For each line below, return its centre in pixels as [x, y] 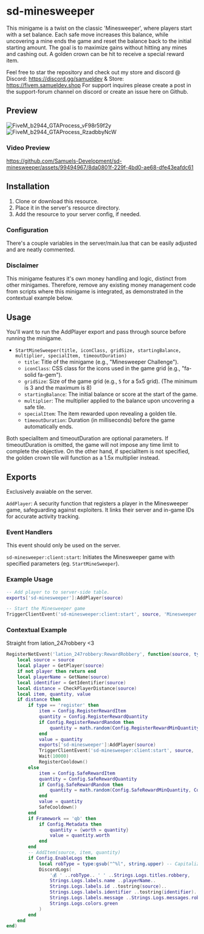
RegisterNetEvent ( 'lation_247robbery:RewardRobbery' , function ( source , [99, 655]
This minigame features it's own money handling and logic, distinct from [97, 279]
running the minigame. [34, 339]
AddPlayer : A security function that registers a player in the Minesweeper [97, 504]
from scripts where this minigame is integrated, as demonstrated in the [95, 292]
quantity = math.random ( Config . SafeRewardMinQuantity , [120, 790]
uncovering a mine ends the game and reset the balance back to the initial [99, 41]
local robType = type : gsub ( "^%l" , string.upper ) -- [105, 864]
